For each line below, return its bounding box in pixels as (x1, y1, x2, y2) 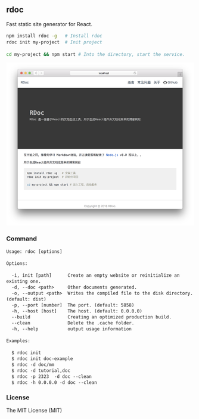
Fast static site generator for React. (6, 20, 93, 27)
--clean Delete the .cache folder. (11, 320, 135, 326)
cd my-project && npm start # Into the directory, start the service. (6, 52, 185, 58)
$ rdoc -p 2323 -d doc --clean (11, 373, 92, 380)
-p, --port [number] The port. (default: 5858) (11, 302, 135, 308)
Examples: (6, 337, 31, 344)
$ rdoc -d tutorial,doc (11, 367, 70, 374)
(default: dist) (6, 296, 46, 302)
